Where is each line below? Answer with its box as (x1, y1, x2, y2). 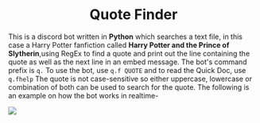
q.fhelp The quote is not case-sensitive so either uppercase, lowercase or (8, 74, 253, 83)
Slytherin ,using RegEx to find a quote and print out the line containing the (8, 48, 250, 58)
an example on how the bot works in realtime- (8, 90, 159, 100)
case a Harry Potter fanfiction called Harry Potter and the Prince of (8, 40, 230, 49)
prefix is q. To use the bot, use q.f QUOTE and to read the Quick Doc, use (8, 65, 246, 75)
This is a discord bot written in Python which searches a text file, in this (8, 32, 243, 41)
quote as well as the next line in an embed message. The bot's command (8, 57, 248, 67)
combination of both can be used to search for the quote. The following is (8, 82, 250, 92)
